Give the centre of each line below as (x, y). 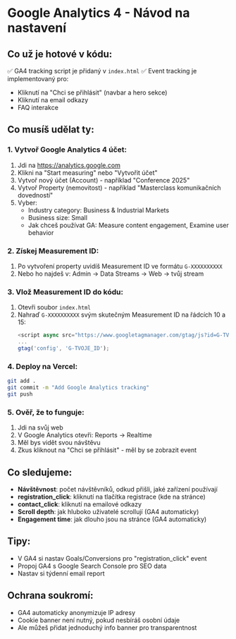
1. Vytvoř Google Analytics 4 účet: (67, 150)
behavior (41, 232)
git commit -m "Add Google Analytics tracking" (79, 388)
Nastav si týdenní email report (61, 573)
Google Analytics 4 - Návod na (99, 13)
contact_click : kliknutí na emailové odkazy (80, 504)
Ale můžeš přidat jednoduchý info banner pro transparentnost (107, 627)
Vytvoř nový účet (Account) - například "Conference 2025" (104, 180)
